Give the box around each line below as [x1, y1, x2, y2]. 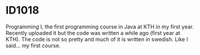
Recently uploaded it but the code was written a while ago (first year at [5, 29, 181, 36]
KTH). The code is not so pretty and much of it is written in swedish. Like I [5, 35, 188, 43]
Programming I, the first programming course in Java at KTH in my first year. [5, 23, 194, 30]
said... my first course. [5, 42, 61, 49]
